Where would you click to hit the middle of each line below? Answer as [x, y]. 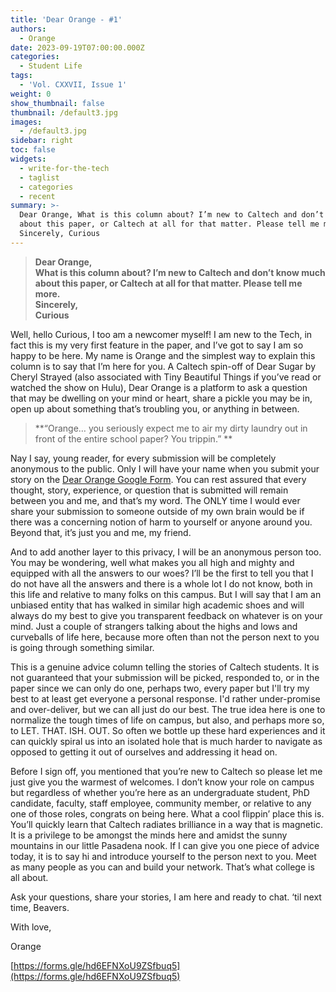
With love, [31, 927]
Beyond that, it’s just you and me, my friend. [101, 532]
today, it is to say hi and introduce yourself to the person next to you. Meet [163, 856]
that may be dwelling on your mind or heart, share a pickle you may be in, [161, 398]
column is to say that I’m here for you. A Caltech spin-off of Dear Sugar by [163, 366]
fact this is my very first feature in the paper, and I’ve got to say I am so [157, 345]
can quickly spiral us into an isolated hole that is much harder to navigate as [166, 741]
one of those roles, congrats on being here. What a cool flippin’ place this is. [167, 813]
